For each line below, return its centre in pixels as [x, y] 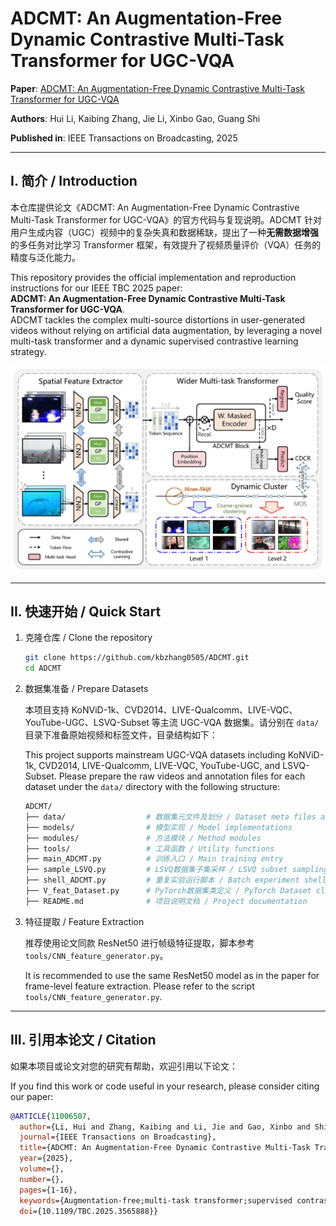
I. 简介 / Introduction [74, 181]
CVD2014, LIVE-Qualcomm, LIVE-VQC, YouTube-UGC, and [159, 766]
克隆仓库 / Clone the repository [88, 638]
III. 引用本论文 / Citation [83, 1040]
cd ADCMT [43, 668]
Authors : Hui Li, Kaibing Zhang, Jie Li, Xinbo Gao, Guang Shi [135, 118]
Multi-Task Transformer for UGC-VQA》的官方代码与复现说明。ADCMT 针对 [166, 219]
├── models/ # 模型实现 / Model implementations [158, 827]
